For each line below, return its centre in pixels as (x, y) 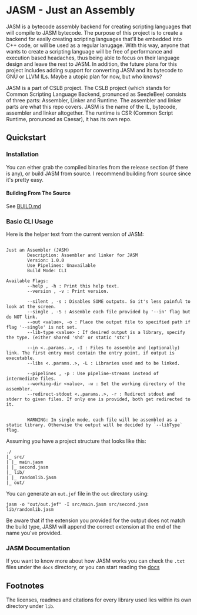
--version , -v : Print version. (68, 292)
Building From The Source (39, 193)
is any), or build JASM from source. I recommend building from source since (98, 173)
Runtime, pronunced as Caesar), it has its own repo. (69, 119)
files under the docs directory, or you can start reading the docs (83, 567)
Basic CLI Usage (30, 221)
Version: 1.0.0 (46, 260)
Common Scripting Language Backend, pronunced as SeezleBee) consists (96, 94)
